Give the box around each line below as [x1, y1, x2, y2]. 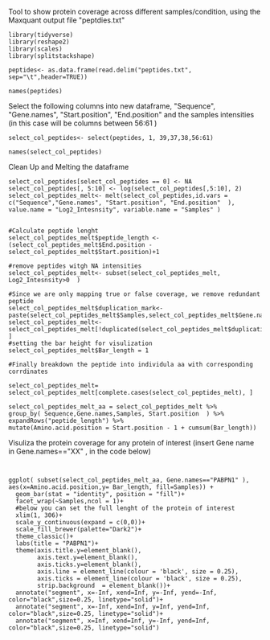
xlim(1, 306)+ [15, 511, 63, 519]
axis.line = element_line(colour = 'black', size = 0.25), [37, 568, 239, 576]
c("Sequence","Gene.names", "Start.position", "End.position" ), [8, 199, 235, 207]
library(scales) [8, 45, 63, 53]
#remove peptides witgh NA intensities [8, 262, 142, 270]
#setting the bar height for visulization [8, 339, 153, 347]
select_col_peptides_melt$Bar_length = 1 [8, 347, 149, 355]
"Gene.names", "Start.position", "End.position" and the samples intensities [8, 110, 255, 119]
